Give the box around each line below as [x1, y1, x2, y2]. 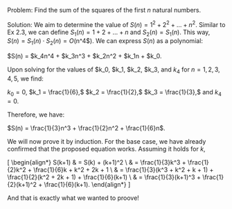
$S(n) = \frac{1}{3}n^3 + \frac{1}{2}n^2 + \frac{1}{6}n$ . [7, 124, 166, 132]
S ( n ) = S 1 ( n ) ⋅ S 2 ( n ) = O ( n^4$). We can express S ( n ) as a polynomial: [7, 37, 203, 47]
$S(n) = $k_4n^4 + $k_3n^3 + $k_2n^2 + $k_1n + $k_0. [7, 52, 162, 60]
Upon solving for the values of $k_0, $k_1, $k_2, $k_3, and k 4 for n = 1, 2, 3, [7, 65, 220, 76]
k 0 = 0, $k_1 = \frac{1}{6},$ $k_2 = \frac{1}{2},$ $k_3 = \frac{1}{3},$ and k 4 [7, 88, 222, 98]
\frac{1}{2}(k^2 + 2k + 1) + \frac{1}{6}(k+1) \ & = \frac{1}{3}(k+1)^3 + [7, 173, 201, 181]
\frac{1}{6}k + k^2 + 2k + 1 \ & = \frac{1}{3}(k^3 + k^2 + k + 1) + [33, 165, 214, 174]
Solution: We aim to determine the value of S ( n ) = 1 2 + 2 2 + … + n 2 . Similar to [7, 19, 226, 28]
